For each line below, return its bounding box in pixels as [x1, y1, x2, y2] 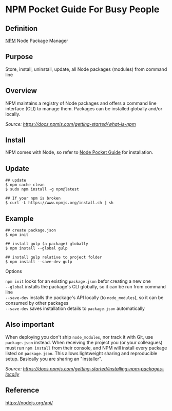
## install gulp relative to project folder [5, 255, 102, 260]
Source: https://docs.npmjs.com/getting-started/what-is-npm [5, 121, 136, 127]
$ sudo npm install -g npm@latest [5, 187, 80, 192]
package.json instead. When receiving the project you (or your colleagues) [5, 339, 163, 345]
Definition [5, 24, 37, 33]
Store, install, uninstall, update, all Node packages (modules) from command [5, 66, 167, 72]
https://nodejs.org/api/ [5, 399, 53, 406]
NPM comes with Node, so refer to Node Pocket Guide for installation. [5, 149, 154, 155]
